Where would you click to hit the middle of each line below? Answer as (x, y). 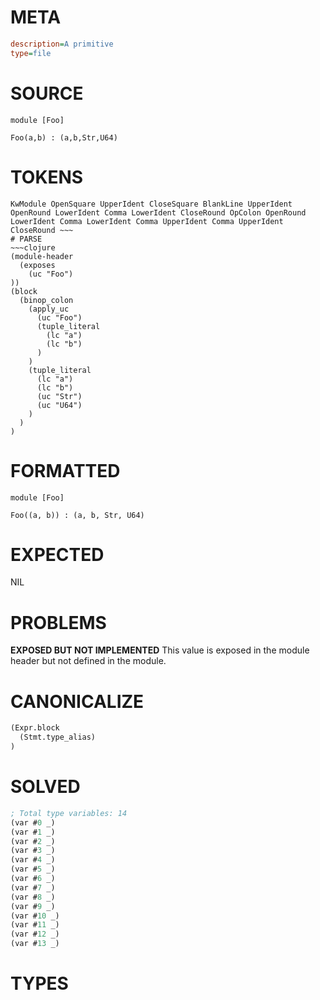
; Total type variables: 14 (69, 813)
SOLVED (45, 787)
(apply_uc (49, 309)
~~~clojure (33, 247)
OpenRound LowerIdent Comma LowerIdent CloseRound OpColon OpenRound (158, 212)
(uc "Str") (59, 396)
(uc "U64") (59, 405)
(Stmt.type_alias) (58, 737)
